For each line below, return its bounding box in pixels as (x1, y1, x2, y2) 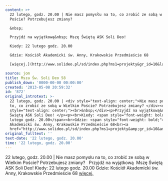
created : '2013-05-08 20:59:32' (5, 84, 72, 90)
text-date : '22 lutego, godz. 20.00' (5, 136, 84, 141)
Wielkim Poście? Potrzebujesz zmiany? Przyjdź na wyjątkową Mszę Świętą (5, 159, 163, 165)
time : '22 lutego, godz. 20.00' (5, 140, 72, 145)
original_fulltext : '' (5, 131, 52, 136)
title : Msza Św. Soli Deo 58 (5, 75, 66, 80)
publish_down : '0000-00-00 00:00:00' (5, 80, 84, 85)
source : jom (5, 70, 30, 75)
